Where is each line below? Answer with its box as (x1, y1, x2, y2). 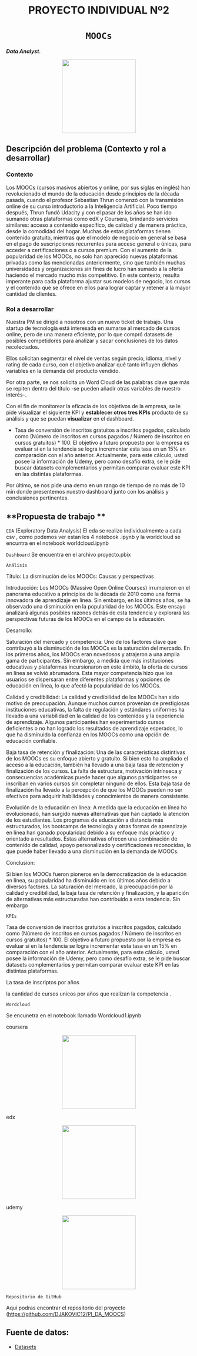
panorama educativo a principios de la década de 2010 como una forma (6, 590, 181, 597)
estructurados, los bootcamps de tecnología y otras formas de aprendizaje (6, 822, 187, 829)
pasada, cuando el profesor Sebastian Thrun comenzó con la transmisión (6, 196, 184, 203)
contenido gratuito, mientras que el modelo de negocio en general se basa (6, 234, 187, 241)
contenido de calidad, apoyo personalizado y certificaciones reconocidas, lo (6, 841, 191, 848)
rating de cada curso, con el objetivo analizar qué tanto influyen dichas (6, 361, 178, 368)
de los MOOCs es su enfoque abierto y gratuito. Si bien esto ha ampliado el (6, 755, 188, 762)
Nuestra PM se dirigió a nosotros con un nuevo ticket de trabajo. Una (6, 319, 173, 326)
